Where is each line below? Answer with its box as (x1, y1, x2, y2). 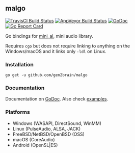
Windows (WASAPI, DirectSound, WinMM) (12, 120, 102, 126)
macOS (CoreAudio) (12, 136, 55, 142)
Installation (5, 61, 34, 68)
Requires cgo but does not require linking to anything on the (5, 43, 130, 49)
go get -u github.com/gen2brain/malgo (5, 72, 88, 78)
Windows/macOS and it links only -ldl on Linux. (5, 48, 107, 54)
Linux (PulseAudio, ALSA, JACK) (12, 125, 81, 132)
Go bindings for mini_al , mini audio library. (5, 33, 93, 39)
